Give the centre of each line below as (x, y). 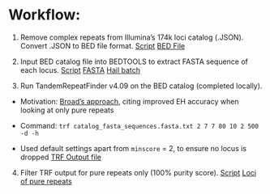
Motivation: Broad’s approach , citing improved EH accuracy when (129, 101)
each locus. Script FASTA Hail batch (80, 70)
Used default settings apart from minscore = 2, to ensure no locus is (133, 148)
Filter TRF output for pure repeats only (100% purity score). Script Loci (138, 172)
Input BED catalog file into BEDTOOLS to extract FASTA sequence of (134, 61)
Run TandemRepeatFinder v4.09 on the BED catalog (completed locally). (141, 86)
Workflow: (45, 15)
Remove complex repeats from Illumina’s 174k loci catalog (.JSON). (132, 37)
